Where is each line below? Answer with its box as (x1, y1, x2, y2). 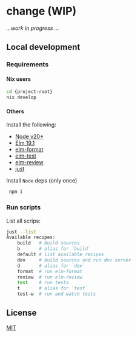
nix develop (6, 94, 36, 101)
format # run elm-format (17, 268, 83, 274)
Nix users (6, 75, 32, 83)
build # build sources (17, 240, 80, 246)
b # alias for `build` (17, 246, 91, 252)
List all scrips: (6, 217, 41, 224)
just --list (6, 229, 36, 235)
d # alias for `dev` (17, 263, 85, 269)
